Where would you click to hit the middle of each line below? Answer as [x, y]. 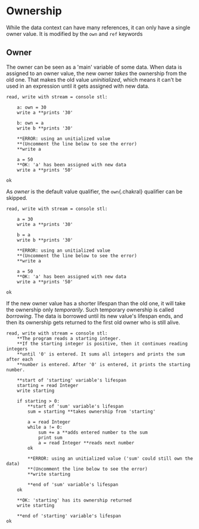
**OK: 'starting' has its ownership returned [74, 500]
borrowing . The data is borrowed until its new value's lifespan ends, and [95, 316]
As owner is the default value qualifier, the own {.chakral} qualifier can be [94, 191]
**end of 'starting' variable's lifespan [69, 516]
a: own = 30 [32, 107]
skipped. [17, 197]
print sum [50, 437]
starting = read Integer [48, 385]
